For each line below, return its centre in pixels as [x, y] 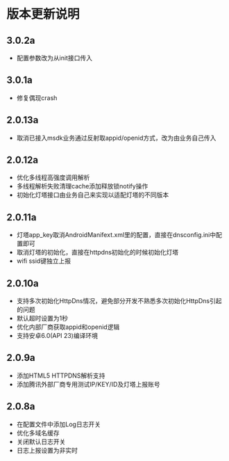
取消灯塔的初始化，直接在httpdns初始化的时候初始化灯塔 [97, 252]
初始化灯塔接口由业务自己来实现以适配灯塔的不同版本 [93, 195]
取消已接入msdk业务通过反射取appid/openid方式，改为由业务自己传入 [116, 138]
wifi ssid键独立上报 [43, 261]
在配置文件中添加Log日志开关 [59, 424]
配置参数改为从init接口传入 [54, 58]
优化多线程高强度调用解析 [53, 177]
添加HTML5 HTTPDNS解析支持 [61, 375]
